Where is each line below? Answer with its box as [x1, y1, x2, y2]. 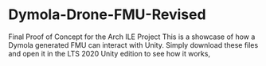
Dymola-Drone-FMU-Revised [8, 6, 206, 24]
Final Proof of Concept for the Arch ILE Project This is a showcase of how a [8, 32, 256, 41]
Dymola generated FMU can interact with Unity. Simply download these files [8, 40, 259, 49]
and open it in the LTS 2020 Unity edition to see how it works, [8, 49, 211, 58]
